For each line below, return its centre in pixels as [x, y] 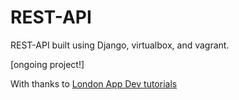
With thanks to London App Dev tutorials [94, 83]
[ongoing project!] [47, 64]
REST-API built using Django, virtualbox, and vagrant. [120, 45]
